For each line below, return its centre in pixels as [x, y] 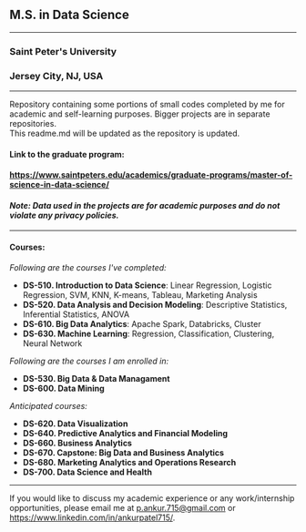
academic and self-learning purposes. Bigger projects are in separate [140, 114]
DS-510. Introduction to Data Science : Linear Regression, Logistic [147, 285]
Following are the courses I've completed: [88, 267]
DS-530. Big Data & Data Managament [96, 378]
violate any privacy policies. [64, 215]
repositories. [33, 124]
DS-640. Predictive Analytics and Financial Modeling [125, 433]
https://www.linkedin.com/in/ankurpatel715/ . [92, 517]
